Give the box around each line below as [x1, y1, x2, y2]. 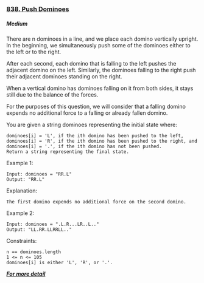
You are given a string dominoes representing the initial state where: [6, 121, 178, 128]
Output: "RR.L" [6, 176, 45, 182]
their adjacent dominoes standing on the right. [6, 72, 122, 80]
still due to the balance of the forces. [6, 90, 99, 98]
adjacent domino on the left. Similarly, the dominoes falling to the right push [6, 66, 196, 73]
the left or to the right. [6, 48, 62, 55]
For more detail [6, 270, 46, 278]
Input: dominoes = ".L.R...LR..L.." [6, 221, 99, 227]
